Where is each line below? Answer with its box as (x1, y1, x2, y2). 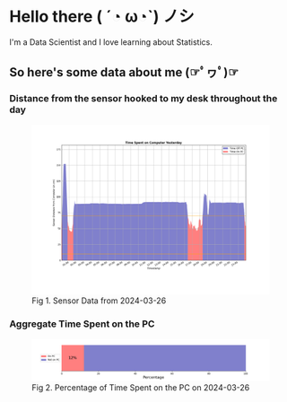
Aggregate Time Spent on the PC (9, 318, 155, 330)
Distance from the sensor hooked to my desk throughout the (9, 92, 278, 105)
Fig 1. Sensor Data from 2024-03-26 (31, 295, 167, 306)
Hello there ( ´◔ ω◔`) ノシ (9, 6, 195, 27)
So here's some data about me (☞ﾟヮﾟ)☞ (9, 65, 239, 80)
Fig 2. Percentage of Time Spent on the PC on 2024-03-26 (31, 381, 250, 393)
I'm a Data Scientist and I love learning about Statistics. (9, 36, 213, 48)
